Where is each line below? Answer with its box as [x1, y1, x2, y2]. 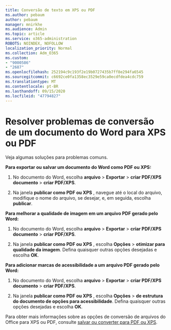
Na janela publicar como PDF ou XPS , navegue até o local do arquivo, [12, 189, 163, 196]
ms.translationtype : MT [5, 79, 56, 84]
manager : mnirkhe [5, 22, 43, 27]
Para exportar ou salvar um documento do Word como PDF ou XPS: [5, 164, 151, 170]
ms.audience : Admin [5, 27, 47, 32]
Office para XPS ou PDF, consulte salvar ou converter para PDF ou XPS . [5, 319, 158, 325]
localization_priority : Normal [5, 46, 72, 51]
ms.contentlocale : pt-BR [5, 84, 59, 89]
